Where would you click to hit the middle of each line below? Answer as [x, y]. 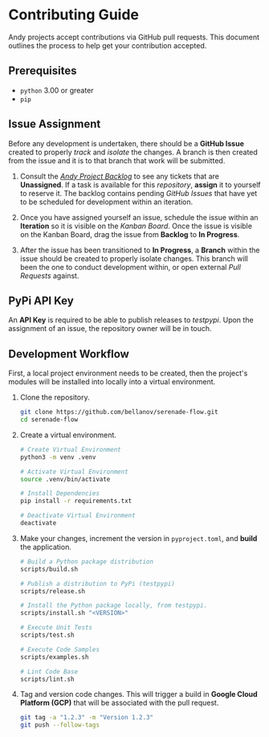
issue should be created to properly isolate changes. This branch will [134, 258]
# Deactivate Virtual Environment [77, 516]
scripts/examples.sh [54, 657]
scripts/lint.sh [47, 679]
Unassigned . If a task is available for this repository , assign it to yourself [140, 184]
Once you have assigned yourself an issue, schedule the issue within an [139, 217]
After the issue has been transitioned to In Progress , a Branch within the [140, 250]
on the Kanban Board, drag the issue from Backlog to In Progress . [130, 234]
